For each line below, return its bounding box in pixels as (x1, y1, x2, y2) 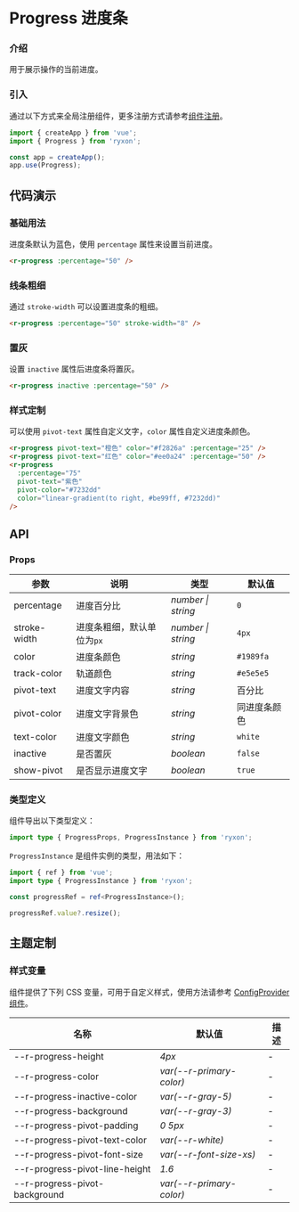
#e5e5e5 (237, 668, 270, 678)
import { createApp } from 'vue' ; (9, 128, 138, 137)
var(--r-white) (159, 1134, 224, 1146)
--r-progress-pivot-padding (13, 1119, 139, 1132)
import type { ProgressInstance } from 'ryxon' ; (9, 877, 193, 886)
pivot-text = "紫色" (17, 477, 83, 486)
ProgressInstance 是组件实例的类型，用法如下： (9, 850, 185, 861)
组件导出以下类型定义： (9, 815, 95, 826)
